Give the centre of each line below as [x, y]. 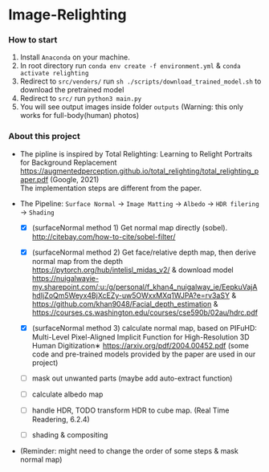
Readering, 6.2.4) [61, 420]
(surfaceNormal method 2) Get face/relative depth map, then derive [144, 252]
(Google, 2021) [75, 179]
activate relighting [54, 74]
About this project [44, 136]
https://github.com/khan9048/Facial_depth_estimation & [125, 303]
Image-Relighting [67, 15]
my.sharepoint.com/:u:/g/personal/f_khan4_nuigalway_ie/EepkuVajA [145, 287]
